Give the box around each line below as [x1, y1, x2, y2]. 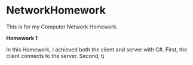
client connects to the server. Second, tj [6, 52, 105, 59]
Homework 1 [6, 34, 38, 41]
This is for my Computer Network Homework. [6, 23, 118, 30]
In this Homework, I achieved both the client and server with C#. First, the [6, 45, 188, 53]
